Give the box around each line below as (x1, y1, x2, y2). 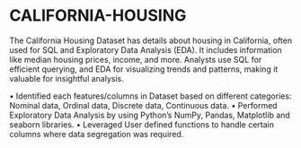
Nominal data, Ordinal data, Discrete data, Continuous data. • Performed (9, 100, 278, 110)
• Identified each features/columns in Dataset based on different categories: (9, 91, 292, 101)
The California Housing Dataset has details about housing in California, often (9, 35, 293, 46)
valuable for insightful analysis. (9, 73, 124, 83)
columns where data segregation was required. (9, 128, 184, 139)
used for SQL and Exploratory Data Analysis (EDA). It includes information (9, 44, 283, 55)
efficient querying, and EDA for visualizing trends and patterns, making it (9, 64, 279, 74)
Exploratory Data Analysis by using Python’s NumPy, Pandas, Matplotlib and (9, 109, 290, 120)
